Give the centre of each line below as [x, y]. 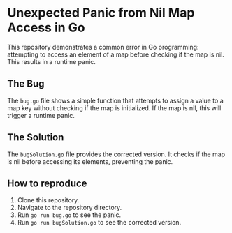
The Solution [36, 137]
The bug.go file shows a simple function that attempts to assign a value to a [115, 100]
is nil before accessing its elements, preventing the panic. [90, 161]
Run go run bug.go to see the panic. [69, 215]
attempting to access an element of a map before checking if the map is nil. [116, 54]
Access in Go [46, 28]
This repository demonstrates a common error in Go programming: [103, 47]
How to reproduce [47, 183]
